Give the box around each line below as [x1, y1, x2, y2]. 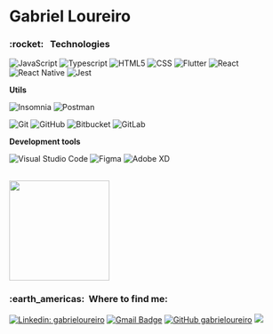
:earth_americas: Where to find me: [9, 293, 168, 306]
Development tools [9, 136, 81, 147]
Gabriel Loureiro [9, 6, 132, 27]
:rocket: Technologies [9, 38, 110, 51]
